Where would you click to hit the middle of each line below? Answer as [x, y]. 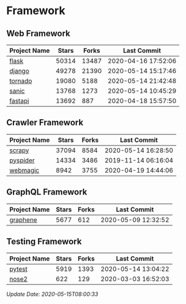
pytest [18, 269]
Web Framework [38, 33]
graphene [24, 220]
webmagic [24, 170]
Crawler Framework [45, 123]
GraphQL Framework [47, 192]
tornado [21, 81]
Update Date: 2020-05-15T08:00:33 [52, 294]
